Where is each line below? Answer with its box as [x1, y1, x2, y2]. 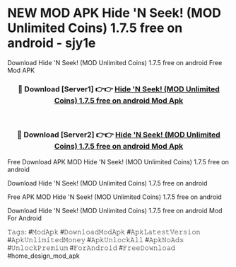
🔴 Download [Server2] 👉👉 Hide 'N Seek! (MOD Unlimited [17, 130, 220, 140]
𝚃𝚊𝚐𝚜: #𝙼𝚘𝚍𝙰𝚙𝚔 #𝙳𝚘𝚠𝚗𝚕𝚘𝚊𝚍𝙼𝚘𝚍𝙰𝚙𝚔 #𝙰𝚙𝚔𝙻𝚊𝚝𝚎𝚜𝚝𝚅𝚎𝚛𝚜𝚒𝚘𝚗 [7, 227, 201, 236]
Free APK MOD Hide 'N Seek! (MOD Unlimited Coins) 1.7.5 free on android [7, 193, 223, 201]
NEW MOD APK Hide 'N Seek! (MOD [7, 5, 221, 21]
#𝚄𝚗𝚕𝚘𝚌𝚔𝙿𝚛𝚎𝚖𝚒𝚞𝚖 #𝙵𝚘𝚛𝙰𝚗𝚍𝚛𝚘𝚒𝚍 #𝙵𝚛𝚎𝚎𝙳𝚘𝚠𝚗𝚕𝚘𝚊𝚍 [7, 243, 175, 252]
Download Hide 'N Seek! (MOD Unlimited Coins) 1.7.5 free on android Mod [7, 206, 223, 215]
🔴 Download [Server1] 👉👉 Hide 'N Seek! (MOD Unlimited [17, 84, 220, 93]
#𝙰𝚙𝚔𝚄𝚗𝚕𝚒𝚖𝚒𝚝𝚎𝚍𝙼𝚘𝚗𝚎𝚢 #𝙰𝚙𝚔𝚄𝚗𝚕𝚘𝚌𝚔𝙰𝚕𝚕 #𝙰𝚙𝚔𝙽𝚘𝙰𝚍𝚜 [7, 235, 184, 244]
